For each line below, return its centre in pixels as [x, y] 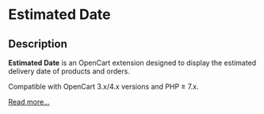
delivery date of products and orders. [69, 71]
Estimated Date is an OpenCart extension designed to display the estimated [132, 63]
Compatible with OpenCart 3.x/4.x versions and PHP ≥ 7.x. [103, 86]
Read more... [29, 102]
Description [38, 44]
